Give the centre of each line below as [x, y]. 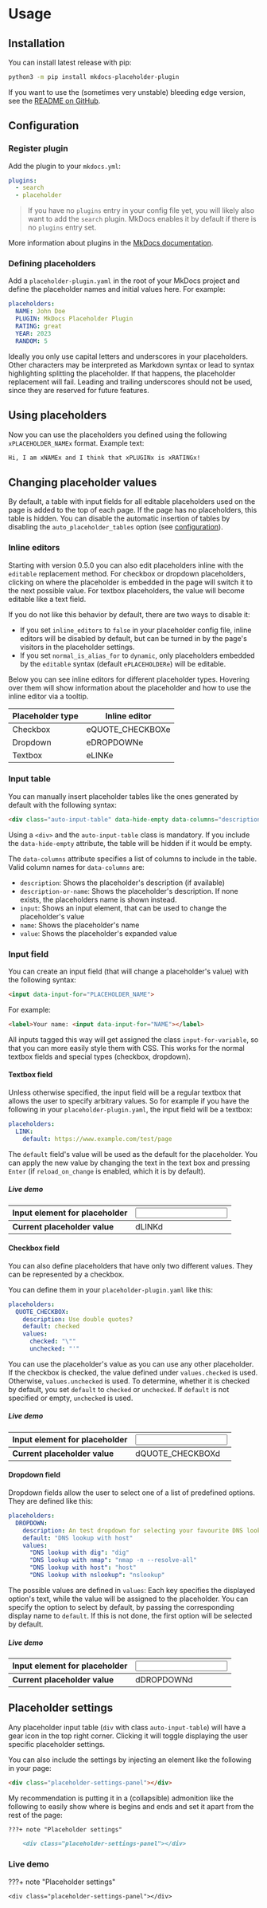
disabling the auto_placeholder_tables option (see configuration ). [116, 527]
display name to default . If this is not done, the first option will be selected [130, 1615]
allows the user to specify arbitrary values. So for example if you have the [129, 1100]
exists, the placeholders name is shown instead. [98, 899]
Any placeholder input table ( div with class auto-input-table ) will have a [127, 1727]
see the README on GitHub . [54, 100]
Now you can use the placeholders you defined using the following [118, 435]
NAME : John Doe [41, 312]
